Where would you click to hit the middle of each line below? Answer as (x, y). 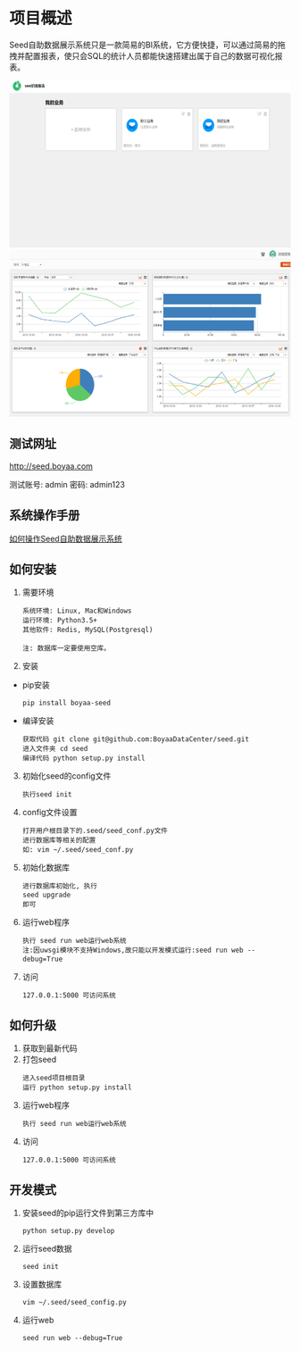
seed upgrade (46, 895)
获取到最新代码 (50, 1048)
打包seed (39, 1060)
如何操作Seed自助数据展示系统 (66, 538)
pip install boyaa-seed (67, 703)
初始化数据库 (46, 868)
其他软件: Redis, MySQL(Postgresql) (87, 630)
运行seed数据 (47, 1248)
